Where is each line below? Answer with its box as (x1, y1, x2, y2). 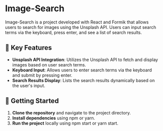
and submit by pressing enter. (12, 72, 72, 78)
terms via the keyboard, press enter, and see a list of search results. (5, 29, 142, 35)
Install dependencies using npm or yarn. (12, 115, 95, 121)
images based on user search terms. (12, 62, 87, 67)
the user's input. (12, 83, 46, 88)
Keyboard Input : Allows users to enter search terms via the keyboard (12, 67, 152, 73)
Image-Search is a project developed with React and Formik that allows (5, 19, 149, 25)
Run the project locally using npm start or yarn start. (12, 120, 118, 126)
